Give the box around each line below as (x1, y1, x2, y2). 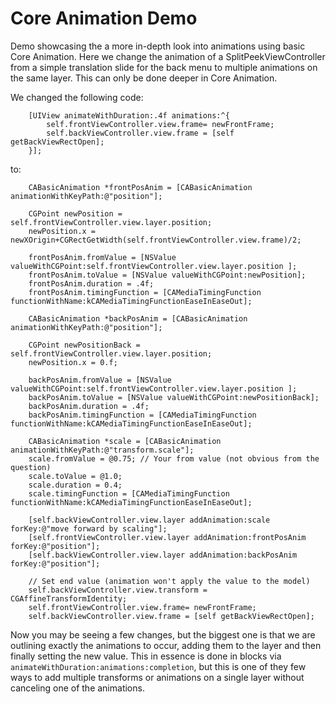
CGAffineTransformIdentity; (10, 593, 128, 604)
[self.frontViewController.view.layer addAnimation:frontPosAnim (28, 532, 307, 542)
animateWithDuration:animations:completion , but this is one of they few (10, 660, 307, 672)
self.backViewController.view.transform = (28, 585, 208, 595)
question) (10, 462, 52, 472)
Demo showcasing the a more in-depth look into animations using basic (10, 40, 306, 52)
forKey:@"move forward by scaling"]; (10, 523, 168, 534)
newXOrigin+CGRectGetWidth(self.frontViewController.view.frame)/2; (10, 235, 302, 245)
